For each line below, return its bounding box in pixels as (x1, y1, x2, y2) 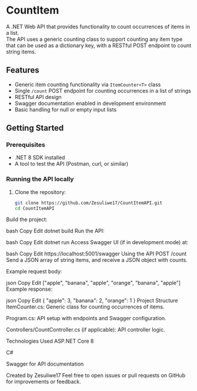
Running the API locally (6, 175, 74, 183)
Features (6, 65, 39, 75)
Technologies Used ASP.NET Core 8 (6, 337, 94, 345)
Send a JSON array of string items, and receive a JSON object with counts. (6, 257, 188, 264)
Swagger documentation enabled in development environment (14, 100, 166, 107)
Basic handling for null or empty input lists (14, 106, 117, 113)
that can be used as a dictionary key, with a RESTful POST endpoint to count (6, 42, 192, 49)
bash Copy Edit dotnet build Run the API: (6, 228, 105, 235)
